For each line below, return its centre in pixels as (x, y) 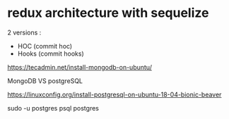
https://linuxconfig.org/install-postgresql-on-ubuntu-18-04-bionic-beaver (114, 94)
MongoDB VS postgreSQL (45, 81)
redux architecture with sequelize (108, 13)
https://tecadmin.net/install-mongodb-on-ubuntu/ (80, 67)
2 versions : (24, 32)
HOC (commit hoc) (45, 46)
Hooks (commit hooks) (51, 54)
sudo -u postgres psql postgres (53, 108)
